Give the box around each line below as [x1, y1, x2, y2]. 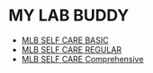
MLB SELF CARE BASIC [21, 35, 109, 45]
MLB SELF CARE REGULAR [21, 44, 122, 54]
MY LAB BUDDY [8, 5, 130, 26]
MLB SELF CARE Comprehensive [21, 53, 144, 64]
